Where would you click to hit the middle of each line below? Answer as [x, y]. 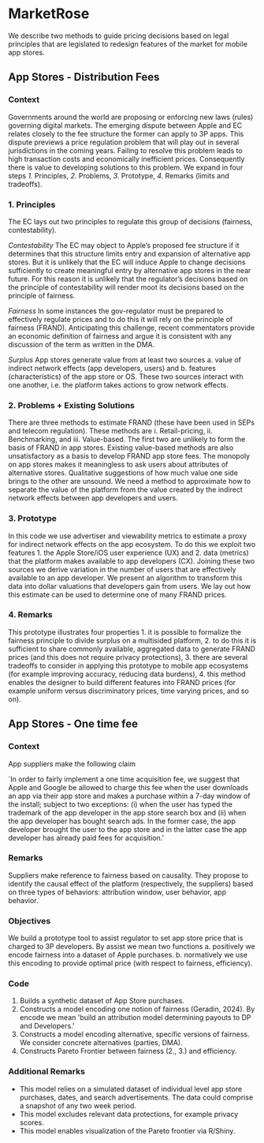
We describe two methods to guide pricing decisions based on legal [119, 36]
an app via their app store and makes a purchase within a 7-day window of [129, 796]
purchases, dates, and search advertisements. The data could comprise [136, 1097]
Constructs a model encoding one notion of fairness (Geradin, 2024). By [137, 1009]
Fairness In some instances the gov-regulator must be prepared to [116, 311]
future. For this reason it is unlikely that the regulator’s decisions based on [128, 279]
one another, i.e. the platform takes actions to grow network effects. [118, 384]
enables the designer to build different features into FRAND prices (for [122, 682]
